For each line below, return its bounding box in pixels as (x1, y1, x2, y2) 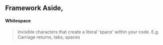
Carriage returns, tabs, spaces (17, 34, 80, 40)
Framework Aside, (5, 4, 63, 12)
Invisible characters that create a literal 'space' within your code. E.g (17, 29, 158, 35)
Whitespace (5, 17, 31, 24)
